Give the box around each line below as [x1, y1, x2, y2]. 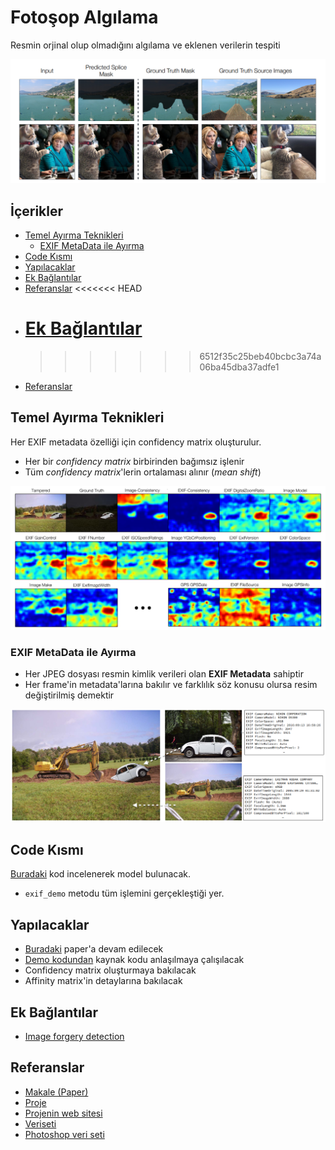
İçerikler [10, 202, 64, 220]
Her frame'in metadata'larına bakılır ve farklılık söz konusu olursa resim [24, 678, 318, 690]
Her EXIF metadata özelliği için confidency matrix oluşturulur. [10, 436, 262, 448]
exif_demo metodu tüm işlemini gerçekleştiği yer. [24, 887, 225, 900]
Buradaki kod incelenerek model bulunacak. [10, 868, 192, 880]
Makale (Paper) [24, 1086, 89, 1098]
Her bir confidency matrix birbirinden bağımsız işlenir [24, 455, 245, 467]
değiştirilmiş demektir [24, 689, 115, 701]
